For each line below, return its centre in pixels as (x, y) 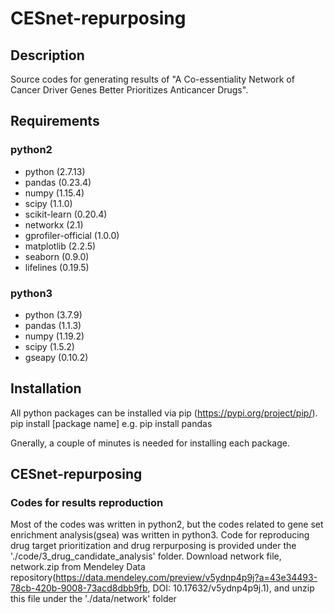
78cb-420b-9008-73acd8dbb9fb (79, 588)
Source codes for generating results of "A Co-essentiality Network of (152, 79)
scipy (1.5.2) (49, 346)
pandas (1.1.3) (53, 325)
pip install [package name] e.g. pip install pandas (111, 423)
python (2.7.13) (55, 171)
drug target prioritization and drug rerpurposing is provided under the (153, 546)
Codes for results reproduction (87, 503)
